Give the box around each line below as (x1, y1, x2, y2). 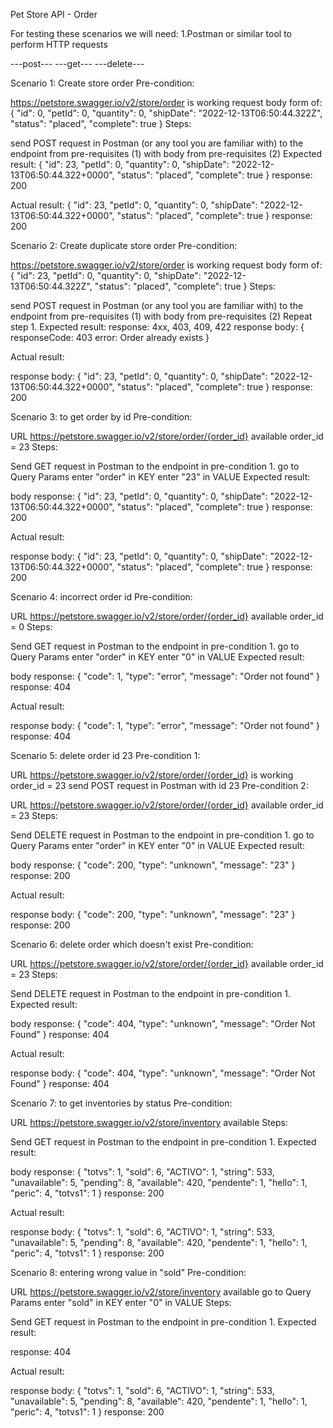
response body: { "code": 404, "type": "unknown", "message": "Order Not (10, 1067, 316, 1079)
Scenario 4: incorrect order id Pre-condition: (10, 591, 193, 603)
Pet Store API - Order (10, 9, 98, 20)
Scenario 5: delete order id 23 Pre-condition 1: (10, 750, 201, 761)
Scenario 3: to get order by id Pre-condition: (10, 411, 193, 423)
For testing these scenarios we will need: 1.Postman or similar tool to (10, 28, 292, 39)
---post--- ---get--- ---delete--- (10, 58, 145, 69)
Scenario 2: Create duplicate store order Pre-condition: (10, 240, 238, 251)
